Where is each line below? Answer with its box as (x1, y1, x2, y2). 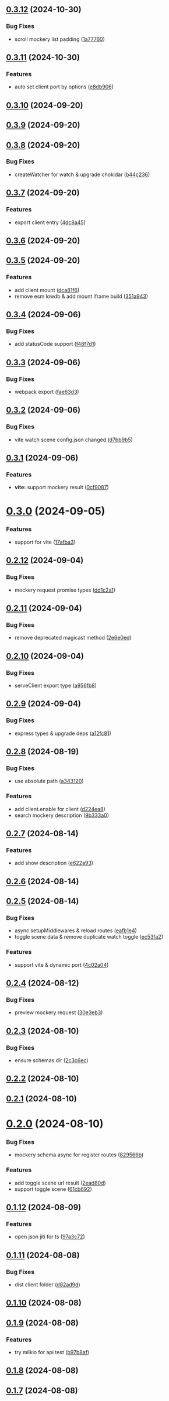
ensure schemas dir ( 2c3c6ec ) (14, 1057, 89, 1064)
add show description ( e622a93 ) (14, 860, 94, 867)
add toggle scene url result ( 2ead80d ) (14, 1179, 106, 1186)
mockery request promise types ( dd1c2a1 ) (14, 586, 115, 593)
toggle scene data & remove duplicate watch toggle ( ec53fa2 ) (14, 933, 164, 940)
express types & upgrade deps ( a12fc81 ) (14, 730, 112, 737)
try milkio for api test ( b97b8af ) (14, 1349, 90, 1356)
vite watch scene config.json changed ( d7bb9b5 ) (14, 436, 133, 443)
